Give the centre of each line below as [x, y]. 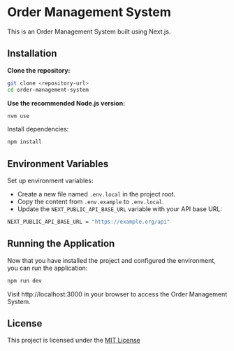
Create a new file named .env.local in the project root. [96, 194]
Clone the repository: [39, 70]
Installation [32, 53]
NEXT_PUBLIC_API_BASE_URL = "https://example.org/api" [89, 222]
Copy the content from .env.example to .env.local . [90, 202]
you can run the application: [47, 268]
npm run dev [24, 280]
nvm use [19, 116]
